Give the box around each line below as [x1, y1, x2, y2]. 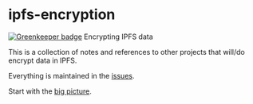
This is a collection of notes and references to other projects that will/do [8, 47, 245, 56]
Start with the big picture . [8, 86, 92, 96]
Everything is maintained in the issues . [8, 71, 135, 80]
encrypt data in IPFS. [8, 56, 77, 65]
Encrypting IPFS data [83, 32, 153, 41]
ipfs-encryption [8, 6, 116, 24]
